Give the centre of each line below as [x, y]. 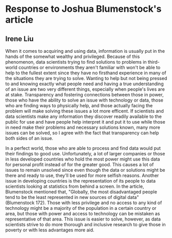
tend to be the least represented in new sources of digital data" [72, 197]
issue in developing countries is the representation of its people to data [80, 181]
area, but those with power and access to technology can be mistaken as [83, 214]
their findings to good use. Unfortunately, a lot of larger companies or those [85, 154]
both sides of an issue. [29, 138]
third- [154, 62]
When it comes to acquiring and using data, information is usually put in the [85, 51]
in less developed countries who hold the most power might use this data [83, 159]
